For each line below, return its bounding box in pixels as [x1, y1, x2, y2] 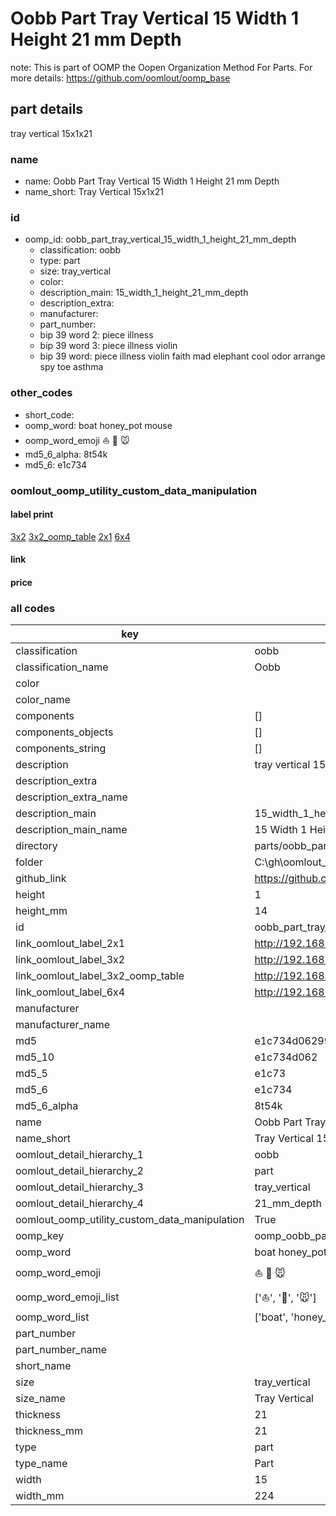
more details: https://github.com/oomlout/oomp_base [10, 72, 231, 84]
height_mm [15, 904, 68, 918]
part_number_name [15, 1343, 107, 1357]
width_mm [15, 1489, 65, 1503]
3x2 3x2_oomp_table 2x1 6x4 [10, 530, 131, 542]
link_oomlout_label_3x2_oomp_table [15, 969, 185, 983]
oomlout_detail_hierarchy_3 [15, 1180, 144, 1194]
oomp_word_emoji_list [15, 1290, 120, 1304]
